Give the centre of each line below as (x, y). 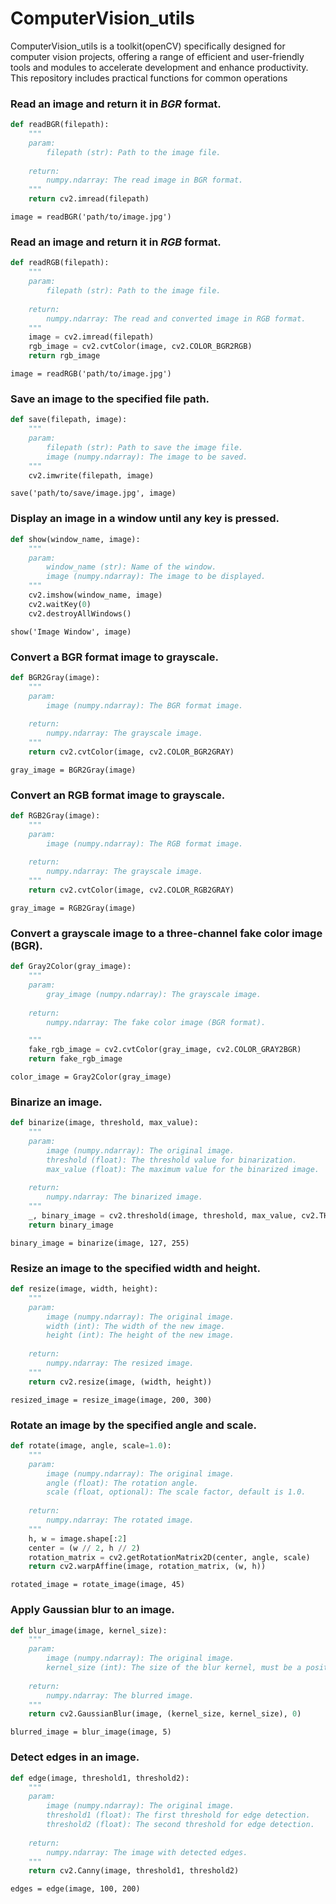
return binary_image (71, 1225)
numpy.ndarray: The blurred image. (120, 1695)
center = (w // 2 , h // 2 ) (84, 1548)
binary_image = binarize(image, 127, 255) (100, 1243)
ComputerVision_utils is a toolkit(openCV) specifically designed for (148, 46)
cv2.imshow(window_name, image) (95, 595)
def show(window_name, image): (75, 539)
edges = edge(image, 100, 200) (75, 1889)
